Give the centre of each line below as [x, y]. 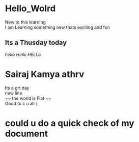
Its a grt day [17, 88]
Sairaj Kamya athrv [45, 74]
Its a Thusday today [36, 43]
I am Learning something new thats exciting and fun [57, 27]
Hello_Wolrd [30, 9]
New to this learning [25, 22]
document [27, 133]
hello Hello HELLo [23, 54]
